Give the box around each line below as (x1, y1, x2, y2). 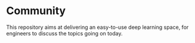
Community (6, 4, 66, 18)
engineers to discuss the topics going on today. (6, 29, 123, 37)
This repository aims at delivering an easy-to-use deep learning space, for (6, 24, 189, 31)
